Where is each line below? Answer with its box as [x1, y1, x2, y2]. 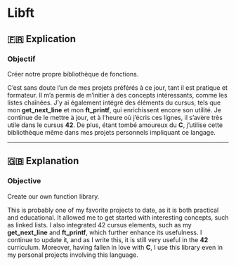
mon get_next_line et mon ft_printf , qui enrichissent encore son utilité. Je [7, 105, 221, 114]
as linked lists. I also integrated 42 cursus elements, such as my [7, 220, 192, 229]
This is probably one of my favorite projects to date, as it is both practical [7, 206, 219, 214]
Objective [7, 176, 41, 186]
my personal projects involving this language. [7, 251, 139, 259]
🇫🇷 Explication [7, 33, 76, 45]
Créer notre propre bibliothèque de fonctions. [7, 69, 139, 78]
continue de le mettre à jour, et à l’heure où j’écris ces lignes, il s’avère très [7, 113, 223, 121]
